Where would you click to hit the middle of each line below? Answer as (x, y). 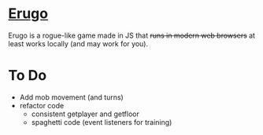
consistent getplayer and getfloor (85, 114)
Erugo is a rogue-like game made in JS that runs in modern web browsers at (132, 35)
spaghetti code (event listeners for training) (102, 122)
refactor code (42, 105)
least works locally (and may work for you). (78, 43)
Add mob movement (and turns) (71, 97)
